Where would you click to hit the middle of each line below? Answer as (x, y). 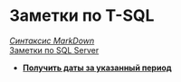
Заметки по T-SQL (82, 16)
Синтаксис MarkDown (52, 41)
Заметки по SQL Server (54, 50)
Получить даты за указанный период (97, 68)
